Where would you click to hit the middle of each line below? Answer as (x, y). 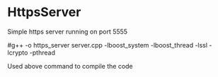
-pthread (42, 52)
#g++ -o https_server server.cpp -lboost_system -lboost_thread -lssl (107, 45)
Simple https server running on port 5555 (68, 31)
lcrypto (18, 52)
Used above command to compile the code (70, 66)
